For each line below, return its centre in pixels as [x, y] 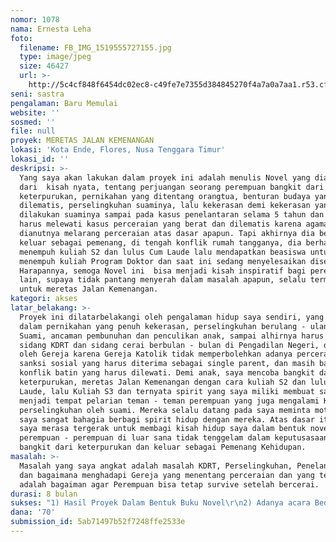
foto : [21, 38]
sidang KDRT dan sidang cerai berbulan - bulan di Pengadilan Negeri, [169, 345]
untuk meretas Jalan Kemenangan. [89, 289]
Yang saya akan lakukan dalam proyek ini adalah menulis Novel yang [165, 177]
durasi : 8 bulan [44, 494]
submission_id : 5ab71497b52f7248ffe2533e [98, 522]
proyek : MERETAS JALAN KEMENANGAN [82, 141]
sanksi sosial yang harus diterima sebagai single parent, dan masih [167, 364]
